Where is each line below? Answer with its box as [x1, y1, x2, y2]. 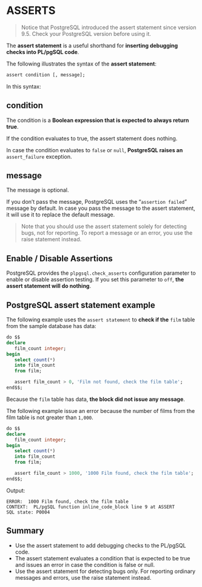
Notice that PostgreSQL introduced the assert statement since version [21, 24, 197, 31]
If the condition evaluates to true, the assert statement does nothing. [6, 135, 178, 142]
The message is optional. [6, 186, 69, 194]
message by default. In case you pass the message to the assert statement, [6, 204, 195, 212]
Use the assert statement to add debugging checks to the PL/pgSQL [15, 542, 186, 549]
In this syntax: [6, 82, 41, 90]
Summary [6, 526, 44, 536]
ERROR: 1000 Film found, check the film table [6, 498, 129, 505]
